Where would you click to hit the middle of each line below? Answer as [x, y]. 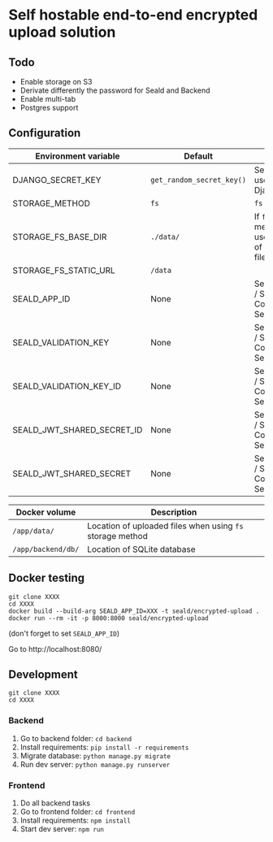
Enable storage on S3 [56, 82]
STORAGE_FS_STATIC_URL [64, 270]
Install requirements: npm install [76, 820]
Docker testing [47, 578]
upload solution [62, 32]
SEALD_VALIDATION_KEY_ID [67, 386]
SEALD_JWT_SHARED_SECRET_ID [78, 430]
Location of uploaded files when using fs [165, 526]
